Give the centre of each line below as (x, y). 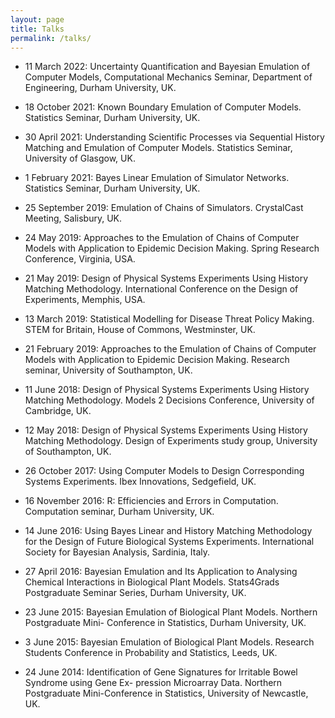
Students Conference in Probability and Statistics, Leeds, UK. (151, 653)
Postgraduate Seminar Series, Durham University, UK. (135, 593)
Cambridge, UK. (58, 411)
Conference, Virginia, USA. (80, 259)
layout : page (37, 19)
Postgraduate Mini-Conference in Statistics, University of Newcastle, (166, 693)
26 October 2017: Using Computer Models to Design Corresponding (164, 471)
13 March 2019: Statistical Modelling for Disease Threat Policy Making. (169, 319)
